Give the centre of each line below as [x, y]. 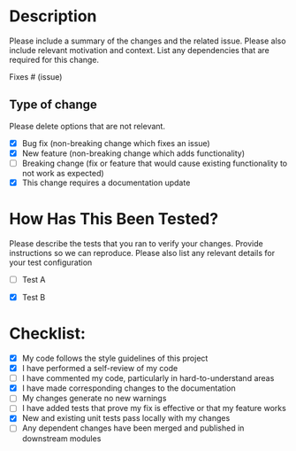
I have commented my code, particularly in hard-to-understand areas [148, 378]
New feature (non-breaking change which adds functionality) [133, 153]
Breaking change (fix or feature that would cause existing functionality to [155, 163]
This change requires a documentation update [106, 183]
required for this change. [54, 59]
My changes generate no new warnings [94, 398]
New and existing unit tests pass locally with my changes [126, 418]
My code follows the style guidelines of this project [115, 358]
